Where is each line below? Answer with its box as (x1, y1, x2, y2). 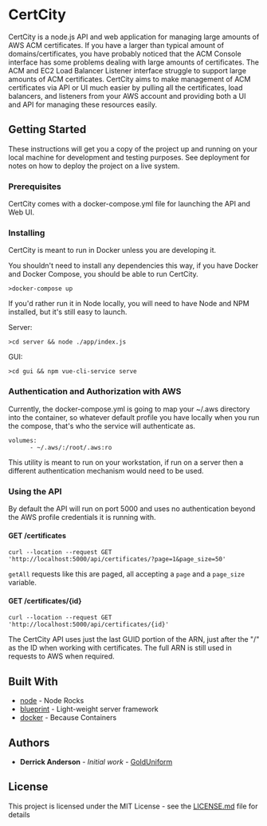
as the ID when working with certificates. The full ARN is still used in (8, 643, 233, 653)
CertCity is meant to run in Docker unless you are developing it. (8, 246, 217, 255)
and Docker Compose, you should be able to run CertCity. (8, 269, 199, 279)
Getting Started (8, 123, 87, 136)
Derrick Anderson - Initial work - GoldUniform (19, 757, 173, 766)
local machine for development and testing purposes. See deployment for (8, 152, 250, 162)
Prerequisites (8, 181, 61, 192)
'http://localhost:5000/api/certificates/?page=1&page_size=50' (8, 556, 226, 564)
